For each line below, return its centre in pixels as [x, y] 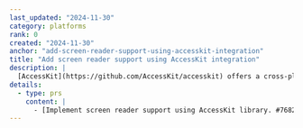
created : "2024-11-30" [52, 43]
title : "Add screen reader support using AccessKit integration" [134, 59]
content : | [46, 101]
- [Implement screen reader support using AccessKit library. [152, 110]
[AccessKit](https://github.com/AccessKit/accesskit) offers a [138, 77]
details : [26, 85]
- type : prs [40, 93]
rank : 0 [24, 34]
